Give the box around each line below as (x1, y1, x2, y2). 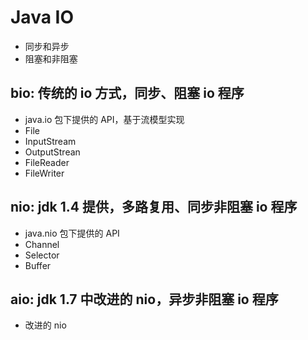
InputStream (24, 135, 77, 147)
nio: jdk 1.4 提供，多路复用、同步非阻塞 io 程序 (10, 199, 298, 216)
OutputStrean (24, 146, 81, 158)
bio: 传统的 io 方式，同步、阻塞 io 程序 (10, 85, 245, 102)
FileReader (24, 156, 70, 168)
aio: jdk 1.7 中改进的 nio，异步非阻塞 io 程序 (10, 291, 279, 308)
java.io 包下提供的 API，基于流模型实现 (24, 113, 185, 125)
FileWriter (24, 167, 65, 179)
